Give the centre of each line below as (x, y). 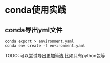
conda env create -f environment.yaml (45, 46)
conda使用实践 (36, 10)
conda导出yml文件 (34, 30)
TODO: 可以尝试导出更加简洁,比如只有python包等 (55, 55)
